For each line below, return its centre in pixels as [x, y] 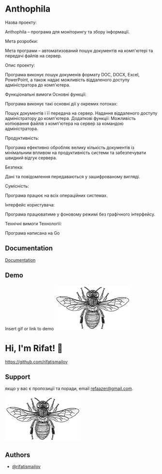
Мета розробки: [22, 41]
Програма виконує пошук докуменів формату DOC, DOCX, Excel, [72, 74]
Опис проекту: [20, 65]
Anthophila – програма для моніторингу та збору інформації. [67, 32]
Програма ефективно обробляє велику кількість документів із [70, 147]
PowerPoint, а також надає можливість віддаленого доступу [67, 80]
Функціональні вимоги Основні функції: [46, 94]
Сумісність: [17, 186]
